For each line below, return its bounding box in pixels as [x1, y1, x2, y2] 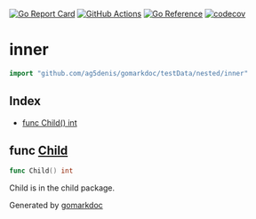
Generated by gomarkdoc [9, 200, 104, 211]
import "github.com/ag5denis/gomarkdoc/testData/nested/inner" [9, 69, 249, 77]
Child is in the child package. [9, 182, 116, 193]
